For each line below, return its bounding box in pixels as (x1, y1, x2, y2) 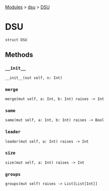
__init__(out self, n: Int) (5, 75, 63, 80)
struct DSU (5, 37, 27, 42)
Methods (5, 51, 33, 59)
